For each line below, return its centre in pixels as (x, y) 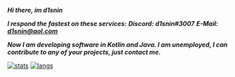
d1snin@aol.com (33, 31)
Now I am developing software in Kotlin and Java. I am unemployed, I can (117, 44)
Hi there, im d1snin (35, 10)
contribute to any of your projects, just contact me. (84, 52)
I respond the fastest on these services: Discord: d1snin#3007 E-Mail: (113, 23)
